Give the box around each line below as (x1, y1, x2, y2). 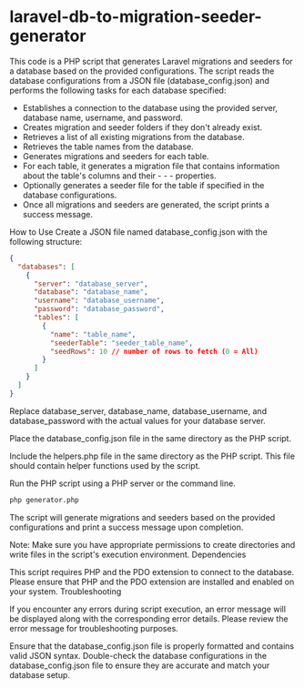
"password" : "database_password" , (33, 305, 166, 314)
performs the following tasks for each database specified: (9, 85, 227, 96)
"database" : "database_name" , (33, 288, 148, 297)
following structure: (9, 236, 83, 247)
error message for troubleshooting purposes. (9, 622, 179, 633)
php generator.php (9, 495, 79, 504)
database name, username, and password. (22, 112, 184, 123)
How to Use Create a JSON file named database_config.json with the (9, 226, 269, 238)
